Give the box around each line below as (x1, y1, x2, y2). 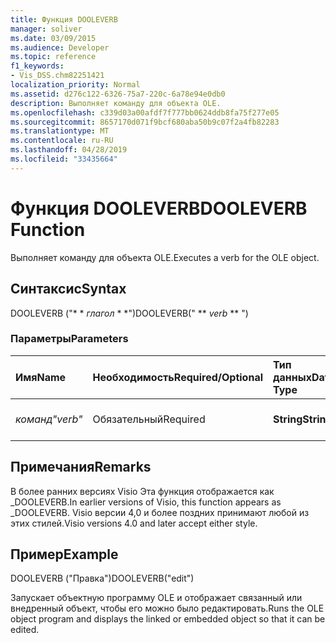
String (273, 412, 303, 426)
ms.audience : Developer (10, 42, 110, 53)
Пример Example (10, 546, 119, 563)
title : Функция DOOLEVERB (10, 14, 118, 25)
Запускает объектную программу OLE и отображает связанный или (10, 592, 303, 604)
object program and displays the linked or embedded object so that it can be (10, 613, 326, 625)
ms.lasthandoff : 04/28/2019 (10, 145, 128, 155)
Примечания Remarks (10, 459, 152, 476)
